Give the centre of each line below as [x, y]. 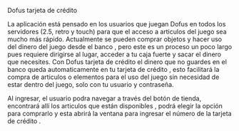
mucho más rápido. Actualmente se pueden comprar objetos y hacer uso [115, 39]
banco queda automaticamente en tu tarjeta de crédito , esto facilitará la [113, 69]
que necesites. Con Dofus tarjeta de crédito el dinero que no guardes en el [117, 62]
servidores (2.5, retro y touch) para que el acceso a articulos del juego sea [117, 32]
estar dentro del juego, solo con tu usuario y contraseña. [91, 84]
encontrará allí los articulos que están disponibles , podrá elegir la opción [115, 106]
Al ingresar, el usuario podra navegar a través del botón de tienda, [105, 98]
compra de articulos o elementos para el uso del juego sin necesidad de [113, 77]
